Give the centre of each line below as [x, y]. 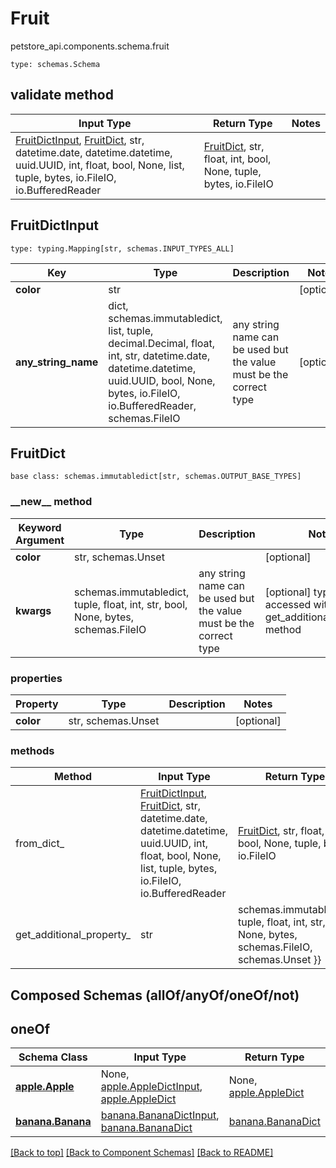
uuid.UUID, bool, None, [162, 380]
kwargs [33, 610]
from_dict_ [40, 844]
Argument [40, 540]
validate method [62, 95]
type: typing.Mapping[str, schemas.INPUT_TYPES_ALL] [122, 248]
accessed [288, 604]
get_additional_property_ [73, 935]
